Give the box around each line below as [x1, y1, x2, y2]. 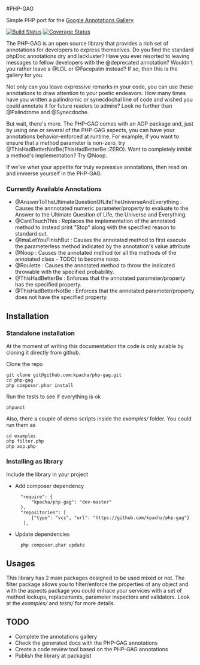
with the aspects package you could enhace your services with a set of [6, 587, 182, 594]
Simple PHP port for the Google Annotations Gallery [6, 17, 134, 23]
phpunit [6, 404, 26, 410]
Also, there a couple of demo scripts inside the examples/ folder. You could [6, 415, 192, 422]
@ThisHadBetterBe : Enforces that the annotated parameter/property [14, 274, 186, 282]
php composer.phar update [20, 542, 85, 548]
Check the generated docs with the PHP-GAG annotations [14, 639, 158, 646]
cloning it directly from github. [6, 349, 81, 356]
